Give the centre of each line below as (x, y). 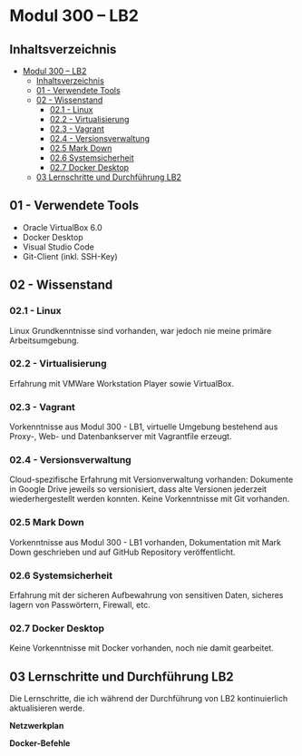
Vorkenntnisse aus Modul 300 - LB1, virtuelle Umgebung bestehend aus (144, 427)
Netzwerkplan (37, 726)
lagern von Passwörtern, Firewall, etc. (80, 604)
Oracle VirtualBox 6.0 (62, 227)
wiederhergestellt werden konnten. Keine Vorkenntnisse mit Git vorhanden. (150, 499)
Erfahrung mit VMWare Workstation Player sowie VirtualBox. (122, 383)
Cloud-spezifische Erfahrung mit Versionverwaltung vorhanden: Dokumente (151, 480)
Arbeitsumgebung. (44, 340)
